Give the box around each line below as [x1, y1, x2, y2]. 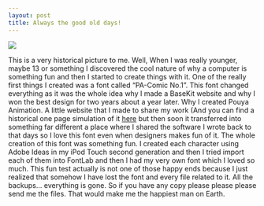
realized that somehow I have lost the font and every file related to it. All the [8, 172, 254, 182]
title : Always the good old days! [8, 19, 122, 27]
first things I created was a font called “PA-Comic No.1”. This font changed [8, 80, 249, 90]
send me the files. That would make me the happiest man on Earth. [8, 189, 225, 198]
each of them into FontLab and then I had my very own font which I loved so [8, 155, 255, 165]
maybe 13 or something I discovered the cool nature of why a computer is [8, 64, 247, 73]
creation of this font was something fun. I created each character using [8, 138, 239, 148]
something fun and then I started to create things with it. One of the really [8, 72, 247, 81]
